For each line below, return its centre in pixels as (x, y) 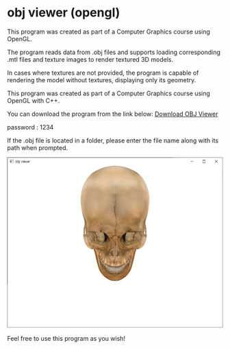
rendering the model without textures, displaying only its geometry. (102, 80)
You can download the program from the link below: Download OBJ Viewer (113, 114)
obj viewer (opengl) (64, 13)
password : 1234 (30, 127)
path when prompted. (38, 147)
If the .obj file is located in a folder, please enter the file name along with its (113, 140)
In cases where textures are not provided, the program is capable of (103, 73)
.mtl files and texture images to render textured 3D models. (90, 59)
